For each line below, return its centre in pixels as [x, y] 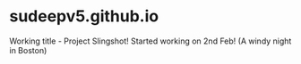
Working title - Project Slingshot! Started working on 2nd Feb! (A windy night [150, 41]
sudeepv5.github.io [84, 16]
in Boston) [28, 50]
